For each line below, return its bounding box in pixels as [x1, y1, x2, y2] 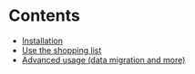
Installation [21, 35, 64, 46]
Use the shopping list [21, 44, 102, 55]
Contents [8, 5, 81, 26]
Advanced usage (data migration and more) [21, 54, 186, 65]
